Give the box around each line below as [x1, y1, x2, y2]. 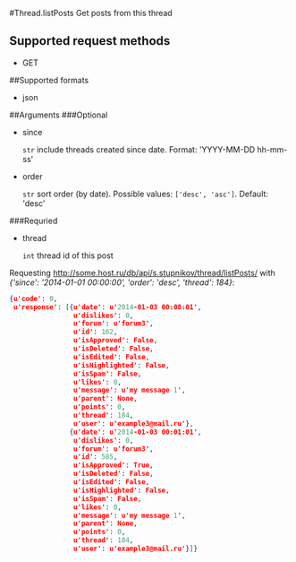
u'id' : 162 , [72, 327, 118, 337]
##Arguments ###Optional [9, 109, 108, 120]
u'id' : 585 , [72, 453, 118, 462]
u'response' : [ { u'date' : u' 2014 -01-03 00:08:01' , [13, 302, 202, 312]
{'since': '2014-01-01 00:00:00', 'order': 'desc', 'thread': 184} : [9, 277, 235, 288]
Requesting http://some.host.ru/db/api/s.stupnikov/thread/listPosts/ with [9, 267, 275, 278]
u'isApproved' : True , [72, 461, 154, 470]
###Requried [9, 215, 58, 226]
